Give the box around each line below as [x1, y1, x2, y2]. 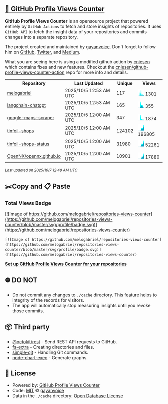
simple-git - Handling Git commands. [12, 349, 89, 355]
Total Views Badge [5, 199, 51, 206]
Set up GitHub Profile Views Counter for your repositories [5, 261, 127, 267]
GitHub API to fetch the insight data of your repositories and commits [5, 28, 147, 35]
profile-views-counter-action [5, 69, 65, 75]
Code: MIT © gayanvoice [12, 388, 64, 394]
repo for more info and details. [65, 69, 128, 75]
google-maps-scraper [7, 114, 55, 120]
